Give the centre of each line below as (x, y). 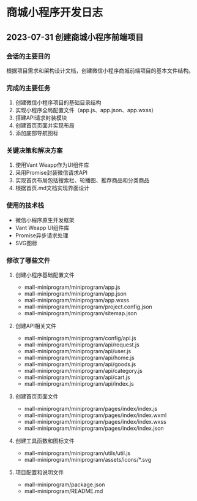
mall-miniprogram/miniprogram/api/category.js (83, 371)
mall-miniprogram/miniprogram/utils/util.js (77, 453)
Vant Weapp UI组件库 (42, 228)
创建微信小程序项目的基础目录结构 (58, 102)
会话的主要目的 (28, 56)
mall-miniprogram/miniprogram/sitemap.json (81, 313)
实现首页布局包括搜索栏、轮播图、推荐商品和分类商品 (82, 180)
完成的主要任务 (28, 88)
